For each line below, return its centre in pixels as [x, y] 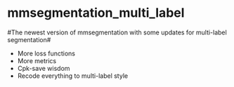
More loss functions [46, 53]
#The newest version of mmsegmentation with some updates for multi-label [117, 32]
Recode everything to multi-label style [73, 76]
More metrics [37, 60]
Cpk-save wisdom [44, 68]
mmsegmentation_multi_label [96, 13]
